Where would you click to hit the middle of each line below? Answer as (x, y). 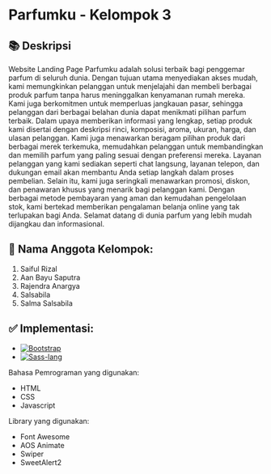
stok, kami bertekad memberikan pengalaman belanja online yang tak (124, 207)
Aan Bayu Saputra (50, 277)
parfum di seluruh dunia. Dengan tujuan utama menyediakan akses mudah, (133, 78)
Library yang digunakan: (49, 421)
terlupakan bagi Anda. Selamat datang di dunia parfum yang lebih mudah (130, 215)
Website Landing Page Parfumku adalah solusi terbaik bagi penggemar (127, 69)
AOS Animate (42, 445)
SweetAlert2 (41, 462)
